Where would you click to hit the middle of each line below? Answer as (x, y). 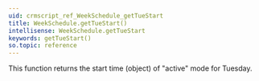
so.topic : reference (43, 46)
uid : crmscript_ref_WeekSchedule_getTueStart (86, 16)
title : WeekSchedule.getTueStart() (68, 23)
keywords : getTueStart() (50, 38)
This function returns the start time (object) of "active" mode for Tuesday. (130, 68)
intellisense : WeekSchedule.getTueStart (77, 30)
